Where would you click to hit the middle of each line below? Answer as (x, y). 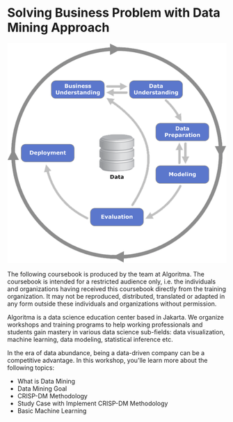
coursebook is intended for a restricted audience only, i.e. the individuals (112, 281)
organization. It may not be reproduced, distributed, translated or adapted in (116, 296)
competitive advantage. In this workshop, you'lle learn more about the (107, 360)
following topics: (31, 368)
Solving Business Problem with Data (114, 13)
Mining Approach (58, 28)
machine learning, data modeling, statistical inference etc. (90, 339)
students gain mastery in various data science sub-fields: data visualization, (116, 331)
